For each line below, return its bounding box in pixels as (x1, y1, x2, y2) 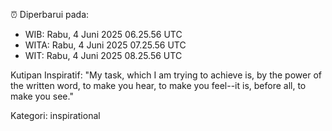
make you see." (10, 90, 74, 102)
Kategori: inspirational (10, 110, 101, 121)
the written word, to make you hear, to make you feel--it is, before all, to (10, 80, 307, 91)
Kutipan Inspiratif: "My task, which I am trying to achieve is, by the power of (10, 69, 322, 81)
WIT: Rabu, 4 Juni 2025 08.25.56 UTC (24, 50, 183, 61)
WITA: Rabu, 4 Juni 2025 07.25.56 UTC (24, 39, 187, 51)
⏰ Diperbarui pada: (10, 9, 90, 20)
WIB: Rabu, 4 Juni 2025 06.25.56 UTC (24, 29, 183, 40)
